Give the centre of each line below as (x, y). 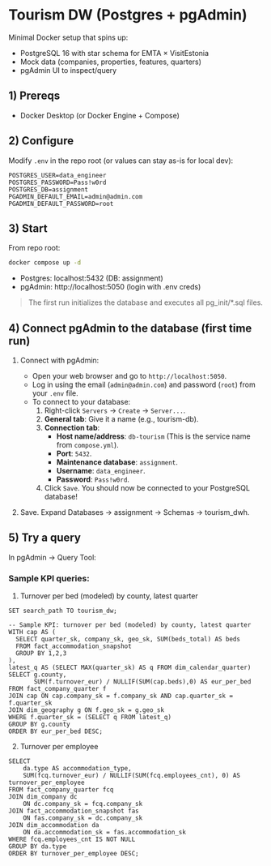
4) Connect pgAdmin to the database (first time (130, 328)
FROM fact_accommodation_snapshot (74, 646)
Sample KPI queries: (49, 578)
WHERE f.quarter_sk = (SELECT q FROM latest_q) (90, 718)
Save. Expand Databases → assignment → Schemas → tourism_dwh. (135, 512)
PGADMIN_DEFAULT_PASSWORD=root (61, 204)
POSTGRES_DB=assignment (49, 189)
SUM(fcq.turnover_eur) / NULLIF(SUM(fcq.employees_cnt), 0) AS (132, 776)
